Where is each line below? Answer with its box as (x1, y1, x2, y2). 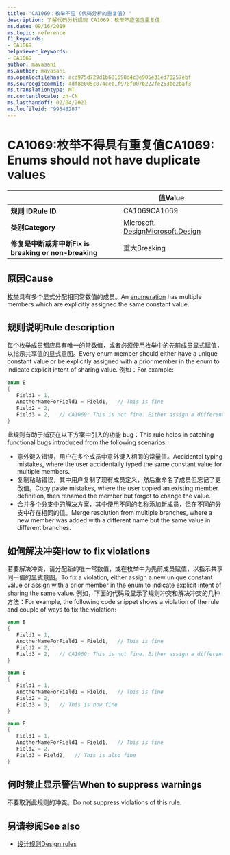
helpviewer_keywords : (7, 49, 69, 56)
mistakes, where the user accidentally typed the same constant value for (16, 460, 222, 468)
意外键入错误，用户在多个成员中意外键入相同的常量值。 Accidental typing (16, 453, 223, 461)
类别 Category (10, 222, 56, 232)
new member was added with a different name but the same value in (16, 516, 211, 525)
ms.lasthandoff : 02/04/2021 (7, 99, 88, 106)
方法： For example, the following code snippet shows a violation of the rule (7, 598, 220, 606)
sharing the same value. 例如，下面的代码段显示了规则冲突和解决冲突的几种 (7, 589, 220, 597)
